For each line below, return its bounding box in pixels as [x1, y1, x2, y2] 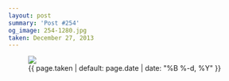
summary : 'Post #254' [8, 19, 80, 27]
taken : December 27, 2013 [8, 33, 94, 42]
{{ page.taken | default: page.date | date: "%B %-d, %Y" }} [28, 64, 221, 73]
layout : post [8, 11, 52, 20]
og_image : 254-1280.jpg [8, 26, 87, 34]
